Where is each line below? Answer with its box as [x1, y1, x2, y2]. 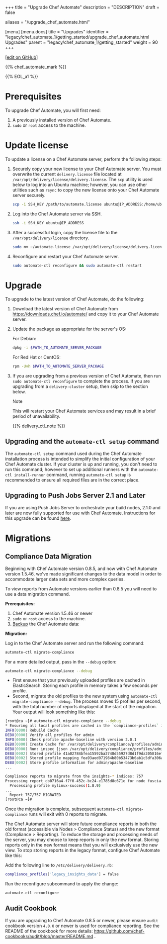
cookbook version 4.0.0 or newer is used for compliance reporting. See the [5, 923, 160, 929]
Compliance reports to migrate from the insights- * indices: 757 [5, 774, 143, 779]
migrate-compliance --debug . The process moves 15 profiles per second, [12, 698, 162, 704]
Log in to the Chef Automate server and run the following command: [5, 640, 145, 646]
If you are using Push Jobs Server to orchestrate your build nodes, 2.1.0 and [5, 504, 161, 510]
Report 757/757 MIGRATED [9, 792, 61, 797]
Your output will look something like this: [12, 709, 95, 715]
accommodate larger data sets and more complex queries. [5, 576, 125, 582]
